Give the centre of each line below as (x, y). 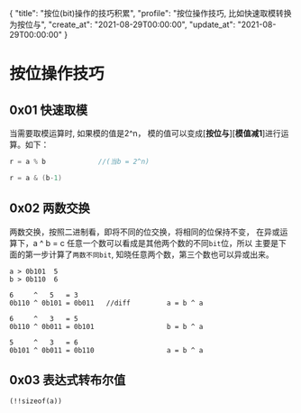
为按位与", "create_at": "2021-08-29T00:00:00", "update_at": (123, 24)
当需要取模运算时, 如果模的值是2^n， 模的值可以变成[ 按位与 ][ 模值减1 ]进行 (145, 133)
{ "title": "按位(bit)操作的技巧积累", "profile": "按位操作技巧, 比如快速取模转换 (150, 13)
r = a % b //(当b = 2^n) (80, 161)
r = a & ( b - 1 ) (36, 178)
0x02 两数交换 (50, 209)
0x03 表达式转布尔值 (68, 380)
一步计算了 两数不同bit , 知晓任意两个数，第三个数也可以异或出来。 (154, 254)
